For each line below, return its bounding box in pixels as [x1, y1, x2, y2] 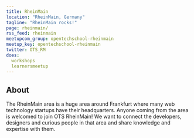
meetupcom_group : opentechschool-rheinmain [6, 36, 114, 42]
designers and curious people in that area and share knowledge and [6, 119, 171, 126]
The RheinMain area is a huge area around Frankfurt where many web [6, 100, 175, 107]
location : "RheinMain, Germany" [6, 14, 85, 20]
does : [6, 52, 19, 58]
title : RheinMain [6, 8, 49, 15]
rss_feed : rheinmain [6, 31, 57, 36]
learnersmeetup [11, 63, 49, 69]
